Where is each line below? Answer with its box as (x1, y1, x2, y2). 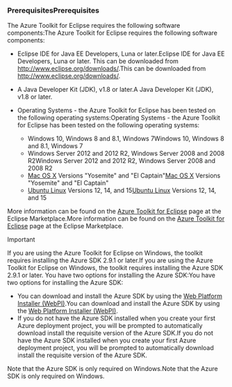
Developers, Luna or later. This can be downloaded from (17, 57, 179, 65)
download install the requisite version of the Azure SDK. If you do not (17, 329, 213, 338)
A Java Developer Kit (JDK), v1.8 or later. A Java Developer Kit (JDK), (17, 86, 214, 94)
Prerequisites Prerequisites (7, 6, 99, 15)
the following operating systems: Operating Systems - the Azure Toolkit (17, 113, 221, 122)
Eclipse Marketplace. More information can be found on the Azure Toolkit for (7, 214, 225, 223)
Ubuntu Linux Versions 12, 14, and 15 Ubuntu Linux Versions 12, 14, (27, 187, 217, 195)
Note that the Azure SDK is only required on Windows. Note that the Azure (7, 365, 218, 373)
